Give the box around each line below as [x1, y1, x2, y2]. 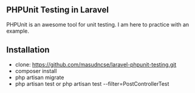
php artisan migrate [15, 74, 64, 81]
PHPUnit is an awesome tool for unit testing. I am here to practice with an [6, 21, 190, 28]
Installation [6, 45, 50, 55]
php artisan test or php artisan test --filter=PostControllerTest [15, 80, 169, 87]
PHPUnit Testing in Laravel [6, 5, 109, 15]
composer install [15, 67, 57, 74]
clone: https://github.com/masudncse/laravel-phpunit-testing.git [15, 60, 177, 68]
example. [6, 27, 29, 34]
